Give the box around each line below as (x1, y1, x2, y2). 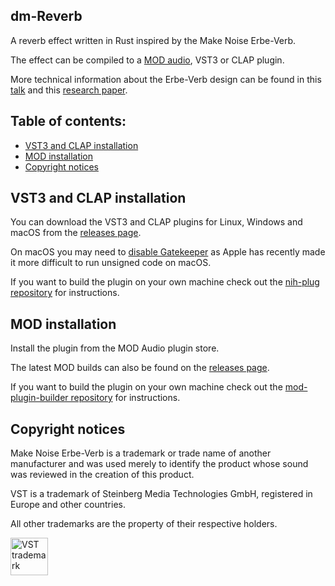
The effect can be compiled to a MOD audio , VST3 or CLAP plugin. (10, 54, 285, 66)
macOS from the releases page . (10, 227, 142, 239)
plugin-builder (10, 392, 69, 404)
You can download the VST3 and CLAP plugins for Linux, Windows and (10, 216, 303, 228)
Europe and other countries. (10, 499, 126, 511)
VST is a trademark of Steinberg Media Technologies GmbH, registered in (10, 488, 313, 500)
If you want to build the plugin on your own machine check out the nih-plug (10, 276, 320, 288)
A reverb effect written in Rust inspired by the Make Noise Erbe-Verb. (10, 34, 297, 46)
